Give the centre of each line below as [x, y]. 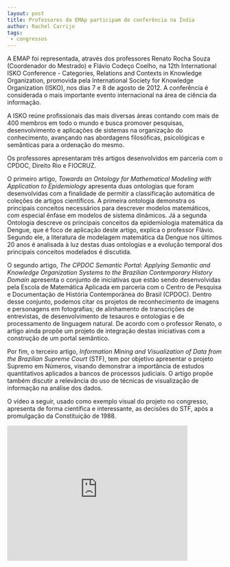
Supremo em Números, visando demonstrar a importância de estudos [106, 366]
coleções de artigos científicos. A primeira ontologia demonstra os [101, 201]
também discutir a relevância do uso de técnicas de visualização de [103, 381]
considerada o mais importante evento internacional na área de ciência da [112, 95]
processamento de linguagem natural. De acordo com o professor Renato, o [115, 324]
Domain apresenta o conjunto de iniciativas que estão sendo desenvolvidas [114, 280]
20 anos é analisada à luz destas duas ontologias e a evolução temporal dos [115, 245]
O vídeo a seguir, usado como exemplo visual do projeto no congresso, [107, 401]
